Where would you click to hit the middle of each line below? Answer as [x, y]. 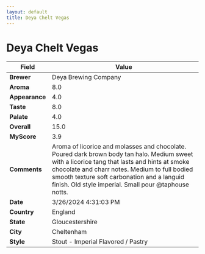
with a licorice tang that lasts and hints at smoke [120, 162]
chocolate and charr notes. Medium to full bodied [122, 169]
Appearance [28, 97]
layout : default [27, 12]
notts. [60, 192]
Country [22, 212]
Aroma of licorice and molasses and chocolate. [119, 147]
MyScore [23, 136]
